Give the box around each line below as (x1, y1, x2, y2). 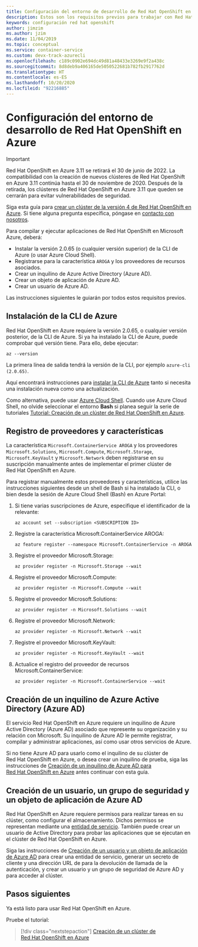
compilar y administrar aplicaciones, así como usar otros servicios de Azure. (6, 738, 192, 745)
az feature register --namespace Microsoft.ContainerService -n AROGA (14, 542, 192, 548)
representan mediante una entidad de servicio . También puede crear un (6, 823, 181, 830)
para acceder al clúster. (6, 872, 64, 879)
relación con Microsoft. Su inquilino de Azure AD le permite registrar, (6, 732, 173, 739)
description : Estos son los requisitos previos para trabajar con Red (6, 14, 183, 20)
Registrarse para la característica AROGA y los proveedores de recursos (14, 257, 186, 264)
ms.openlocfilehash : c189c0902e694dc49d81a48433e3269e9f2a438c (6, 58, 165, 64)
